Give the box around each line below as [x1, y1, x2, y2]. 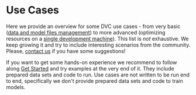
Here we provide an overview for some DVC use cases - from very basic [6, 23, 181, 30]
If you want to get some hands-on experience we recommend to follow [6, 59, 177, 66]
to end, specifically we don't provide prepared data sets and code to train [6, 77, 183, 85]
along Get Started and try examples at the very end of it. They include [6, 65, 174, 72]
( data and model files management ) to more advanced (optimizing [6, 29, 166, 36]
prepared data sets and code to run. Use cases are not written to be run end [6, 71, 190, 78]
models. [6, 83, 26, 90]
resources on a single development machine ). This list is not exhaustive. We [6, 35, 189, 42]
